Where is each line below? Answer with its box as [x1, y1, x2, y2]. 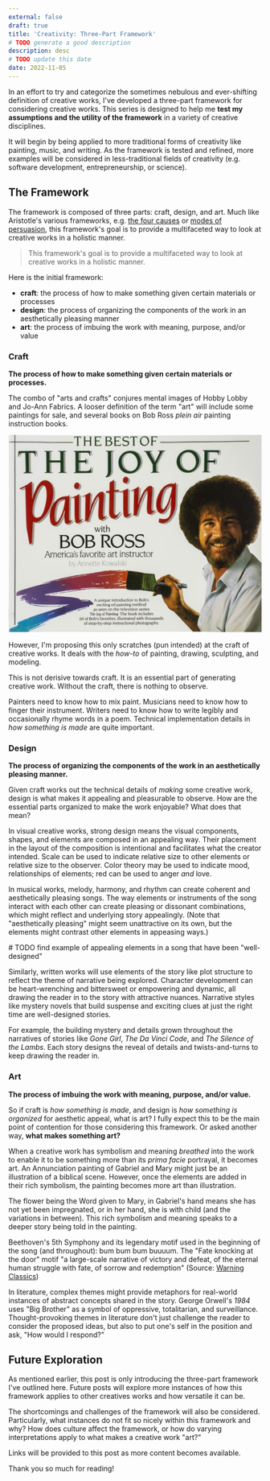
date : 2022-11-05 [8, 64, 67, 72]
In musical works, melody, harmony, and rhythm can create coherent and [8, 885, 251, 895]
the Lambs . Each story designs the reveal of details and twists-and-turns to [8, 1043, 259, 1052]
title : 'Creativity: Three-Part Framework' [8, 30, 157, 38]
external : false [8, 13, 63, 21]
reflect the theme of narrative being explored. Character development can [8, 976, 253, 985]
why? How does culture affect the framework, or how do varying [8, 1424, 223, 1434]
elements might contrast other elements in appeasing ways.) [8, 928, 209, 937]
